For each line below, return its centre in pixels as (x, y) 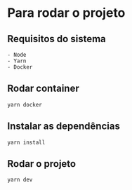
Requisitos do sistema (57, 39)
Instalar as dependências (64, 127)
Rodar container (43, 89)
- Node (17, 55)
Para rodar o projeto (66, 13)
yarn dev (20, 180)
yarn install (26, 142)
